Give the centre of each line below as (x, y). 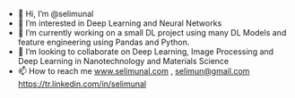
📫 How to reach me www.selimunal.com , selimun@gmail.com (134, 71)
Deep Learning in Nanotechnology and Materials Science (123, 61)
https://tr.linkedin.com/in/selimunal (82, 84)
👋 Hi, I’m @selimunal (56, 14)
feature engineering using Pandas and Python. (104, 42)
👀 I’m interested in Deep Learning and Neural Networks (120, 23)
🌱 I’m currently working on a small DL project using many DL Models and (152, 33)
